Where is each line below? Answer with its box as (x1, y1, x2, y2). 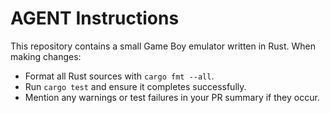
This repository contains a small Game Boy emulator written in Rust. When (10, 40, 317, 52)
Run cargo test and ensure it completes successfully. (24, 80, 247, 92)
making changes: (10, 50, 82, 62)
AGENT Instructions (10, 7, 180, 30)
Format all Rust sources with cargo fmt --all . (24, 70, 215, 82)
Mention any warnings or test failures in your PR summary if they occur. (24, 91, 320, 103)
